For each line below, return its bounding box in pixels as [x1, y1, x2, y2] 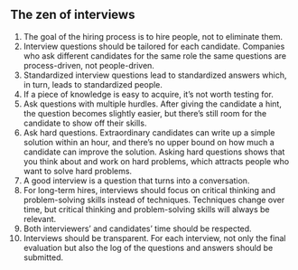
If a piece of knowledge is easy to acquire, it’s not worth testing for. [23, 88, 274, 99]
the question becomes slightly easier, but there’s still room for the [23, 107, 267, 118]
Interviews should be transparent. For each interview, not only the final [23, 232, 286, 243]
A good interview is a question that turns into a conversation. [23, 175, 250, 186]
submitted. [23, 252, 64, 263]
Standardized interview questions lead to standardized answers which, [23, 70, 287, 80]
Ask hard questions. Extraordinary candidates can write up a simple [23, 126, 275, 138]
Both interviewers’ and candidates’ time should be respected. [23, 223, 252, 234]
